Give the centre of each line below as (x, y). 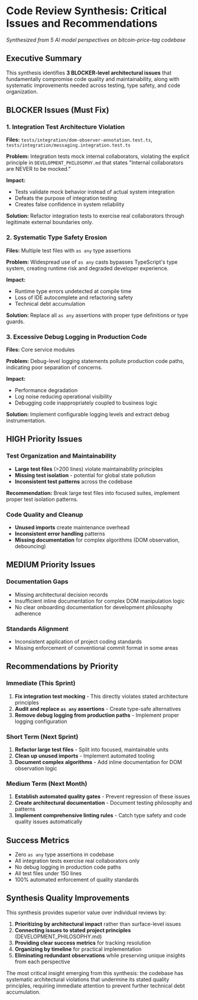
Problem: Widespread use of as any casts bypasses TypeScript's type (92, 262)
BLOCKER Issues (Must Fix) (58, 110)
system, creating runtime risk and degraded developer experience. (87, 268)
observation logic (36, 768)
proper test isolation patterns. (42, 499)
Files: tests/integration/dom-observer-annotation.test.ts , (79, 140)
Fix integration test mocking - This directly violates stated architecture (101, 696)
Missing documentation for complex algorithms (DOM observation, (97, 540)
